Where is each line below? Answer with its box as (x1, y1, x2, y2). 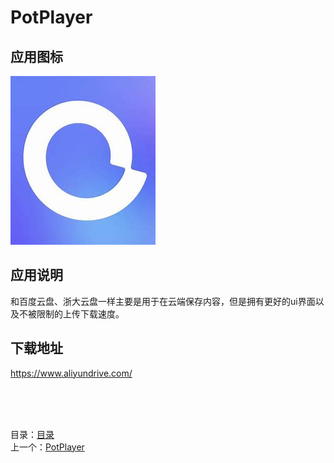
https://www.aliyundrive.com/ (10, 367, 133, 379)
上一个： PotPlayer (10, 441, 85, 453)
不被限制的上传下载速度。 (18, 307, 125, 320)
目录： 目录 (10, 428, 55, 440)
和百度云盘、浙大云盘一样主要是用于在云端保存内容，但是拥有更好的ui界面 (10, 295, 316, 307)
